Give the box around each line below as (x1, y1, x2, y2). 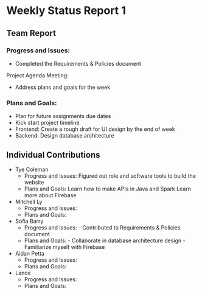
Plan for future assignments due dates (15, 113, 111, 120)
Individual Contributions (6, 150, 100, 160)
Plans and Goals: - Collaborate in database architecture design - (24, 237, 186, 244)
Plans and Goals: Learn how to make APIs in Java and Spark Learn (24, 185, 192, 192)
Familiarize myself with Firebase (24, 243, 105, 250)
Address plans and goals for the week (15, 83, 111, 91)
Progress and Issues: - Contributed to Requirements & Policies (24, 223, 181, 231)
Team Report (6, 28, 57, 38)
